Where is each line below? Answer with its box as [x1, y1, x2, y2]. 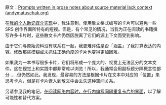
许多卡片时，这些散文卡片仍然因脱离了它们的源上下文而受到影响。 [9, 33, 144, 38]
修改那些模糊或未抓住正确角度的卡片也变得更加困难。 [13, 49, 122, 55]
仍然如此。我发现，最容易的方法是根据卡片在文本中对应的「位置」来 [21, 72, 160, 77]
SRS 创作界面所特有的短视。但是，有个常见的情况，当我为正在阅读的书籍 [5, 26, 153, 32]
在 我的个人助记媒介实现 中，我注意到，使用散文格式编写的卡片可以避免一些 [5, 20, 157, 26]
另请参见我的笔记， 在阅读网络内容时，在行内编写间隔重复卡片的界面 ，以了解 [5, 88, 161, 94]
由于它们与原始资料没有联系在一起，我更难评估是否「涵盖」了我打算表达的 [5, 43, 157, 48]
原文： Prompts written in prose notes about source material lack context [5, 4, 153, 10]
